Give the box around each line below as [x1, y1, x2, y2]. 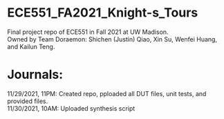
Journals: [7, 67, 64, 82]
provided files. [7, 97, 48, 105]
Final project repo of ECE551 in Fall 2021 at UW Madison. [7, 28, 169, 36]
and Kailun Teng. [7, 42, 55, 51]
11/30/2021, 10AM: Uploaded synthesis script [7, 104, 136, 112]
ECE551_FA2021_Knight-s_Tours [7, 5, 198, 21]
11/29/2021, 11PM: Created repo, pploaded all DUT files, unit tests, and [7, 89, 207, 98]
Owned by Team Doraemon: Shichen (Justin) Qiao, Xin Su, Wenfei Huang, [7, 35, 218, 43]
